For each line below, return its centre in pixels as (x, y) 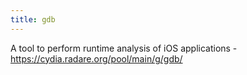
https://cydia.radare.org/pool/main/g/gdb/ (96, 58)
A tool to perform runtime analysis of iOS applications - (124, 48)
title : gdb (33, 19)
